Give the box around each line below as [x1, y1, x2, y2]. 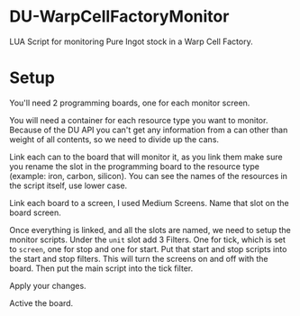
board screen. [9, 207, 61, 218]
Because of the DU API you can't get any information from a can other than [9, 124, 288, 135]
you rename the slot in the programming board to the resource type [9, 160, 259, 172]
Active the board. [9, 297, 74, 308]
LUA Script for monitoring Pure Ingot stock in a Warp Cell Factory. [9, 36, 254, 47]
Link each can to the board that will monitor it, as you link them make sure [9, 151, 283, 162]
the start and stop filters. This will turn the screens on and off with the [9, 253, 268, 264]
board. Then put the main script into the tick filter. [9, 263, 194, 274]
